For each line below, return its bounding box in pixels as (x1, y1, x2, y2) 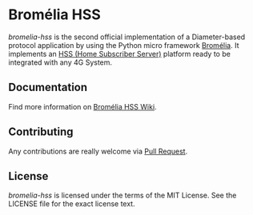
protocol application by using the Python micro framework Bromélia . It (8, 40, 239, 50)
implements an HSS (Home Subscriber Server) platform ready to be (8, 49, 231, 58)
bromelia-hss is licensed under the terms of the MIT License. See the (8, 190, 237, 201)
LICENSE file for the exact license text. (8, 199, 135, 209)
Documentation (8, 81, 88, 94)
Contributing (8, 125, 74, 139)
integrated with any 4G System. (8, 58, 113, 67)
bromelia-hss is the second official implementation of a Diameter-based (8, 32, 246, 42)
